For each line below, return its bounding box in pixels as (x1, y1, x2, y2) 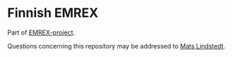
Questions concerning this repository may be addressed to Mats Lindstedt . (7, 42, 226, 50)
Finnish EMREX (7, 5, 99, 21)
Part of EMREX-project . (7, 28, 76, 37)
